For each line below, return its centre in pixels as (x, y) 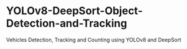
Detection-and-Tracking (67, 23)
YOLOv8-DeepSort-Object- (74, 11)
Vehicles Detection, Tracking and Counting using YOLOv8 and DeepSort (94, 40)
